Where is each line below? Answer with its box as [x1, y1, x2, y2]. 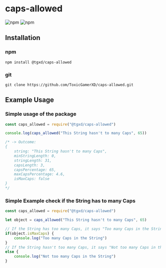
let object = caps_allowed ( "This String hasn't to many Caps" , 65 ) [5, 218, 147, 223]
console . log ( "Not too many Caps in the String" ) [14, 254, 116, 259]
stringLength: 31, [14, 158, 52, 163]
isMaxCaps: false [14, 177, 50, 181]
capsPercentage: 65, [14, 167, 56, 172]
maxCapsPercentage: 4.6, [14, 172, 65, 177]
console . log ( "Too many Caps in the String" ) [14, 235, 107, 240]
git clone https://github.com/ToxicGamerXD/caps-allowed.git [5, 82, 134, 87]
